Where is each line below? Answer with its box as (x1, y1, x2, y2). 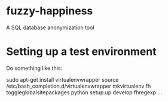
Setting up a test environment (6, 45, 157, 58)
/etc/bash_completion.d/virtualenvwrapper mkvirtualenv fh (6, 82, 151, 89)
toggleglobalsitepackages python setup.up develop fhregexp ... (6, 88, 163, 96)
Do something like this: (6, 64, 63, 72)
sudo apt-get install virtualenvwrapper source (6, 76, 119, 83)
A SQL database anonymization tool (6, 24, 94, 31)
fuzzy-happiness (6, 4, 93, 18)
